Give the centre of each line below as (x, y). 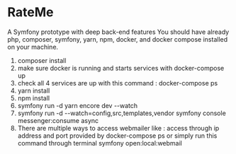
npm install (34, 98)
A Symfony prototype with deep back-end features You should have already (118, 32)
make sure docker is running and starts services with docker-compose (121, 68)
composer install (42, 60)
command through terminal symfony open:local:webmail (100, 143)
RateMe (30, 12)
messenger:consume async (58, 120)
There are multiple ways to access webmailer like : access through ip (118, 128)
